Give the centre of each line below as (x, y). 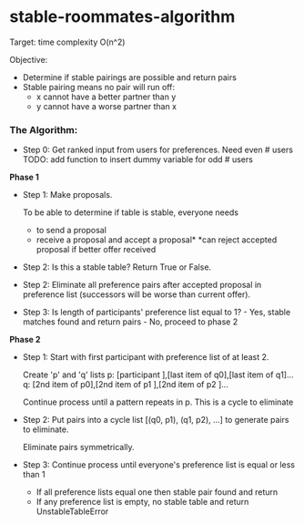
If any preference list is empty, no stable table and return (142, 502)
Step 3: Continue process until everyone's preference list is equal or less (159, 465)
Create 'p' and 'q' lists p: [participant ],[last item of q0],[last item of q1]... (158, 375)
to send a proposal (71, 231)
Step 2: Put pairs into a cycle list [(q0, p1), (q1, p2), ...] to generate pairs (156, 420)
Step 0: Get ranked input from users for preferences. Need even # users (158, 150)
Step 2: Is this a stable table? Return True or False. (117, 267)
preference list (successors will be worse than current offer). (137, 294)
